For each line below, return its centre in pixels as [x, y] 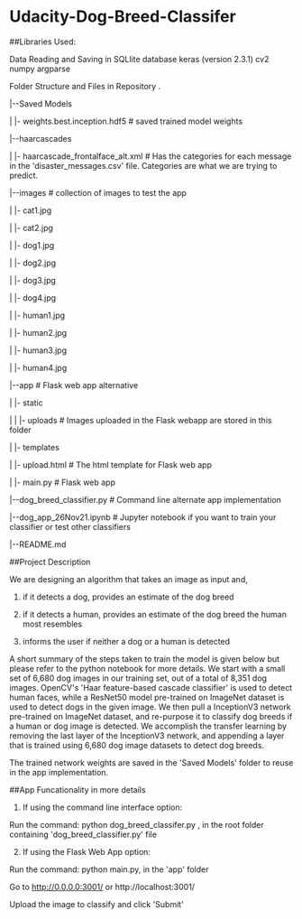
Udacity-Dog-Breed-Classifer [123, 17]
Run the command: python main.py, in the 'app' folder [109, 869]
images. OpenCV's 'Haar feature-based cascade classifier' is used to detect [151, 687]
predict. [24, 175]
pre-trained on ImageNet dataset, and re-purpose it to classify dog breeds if [151, 716]
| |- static [26, 403]
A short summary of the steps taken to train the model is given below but [145, 659]
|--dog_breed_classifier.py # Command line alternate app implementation [146, 499]
